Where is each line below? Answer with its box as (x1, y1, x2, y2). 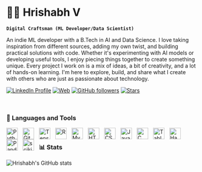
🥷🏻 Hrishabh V (6, 5, 81, 19)
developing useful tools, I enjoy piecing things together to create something (6, 55, 195, 63)
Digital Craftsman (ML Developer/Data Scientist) (6, 26, 135, 32)
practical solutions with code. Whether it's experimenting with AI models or (6, 49, 194, 57)
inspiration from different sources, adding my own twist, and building (6, 43, 179, 50)
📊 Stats (39, 143, 62, 151)
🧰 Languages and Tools (6, 114, 76, 122)
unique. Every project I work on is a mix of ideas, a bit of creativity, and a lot (6, 62, 196, 69)
